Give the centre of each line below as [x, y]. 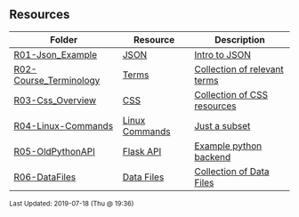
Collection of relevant [239, 68]
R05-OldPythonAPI [55, 151]
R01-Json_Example [56, 54]
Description [240, 39]
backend [213, 157]
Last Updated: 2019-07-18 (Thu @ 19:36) [72, 204]
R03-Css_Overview [55, 100]
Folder [64, 39]
